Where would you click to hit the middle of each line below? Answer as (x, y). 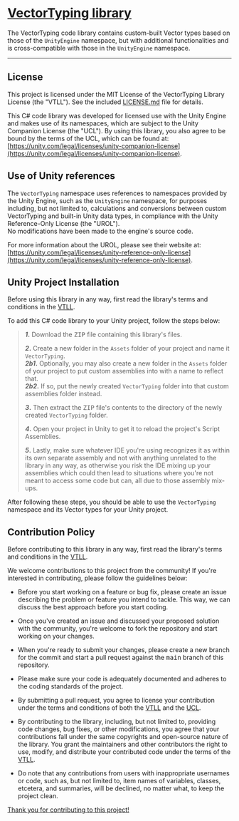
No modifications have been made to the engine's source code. (100, 231)
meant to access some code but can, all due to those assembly (117, 481)
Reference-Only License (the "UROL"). (64, 223)
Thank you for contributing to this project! (68, 810)
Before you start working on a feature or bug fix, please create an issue (122, 592)
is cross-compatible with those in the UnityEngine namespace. (99, 48)
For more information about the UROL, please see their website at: (104, 244)
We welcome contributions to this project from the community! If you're (112, 571)
